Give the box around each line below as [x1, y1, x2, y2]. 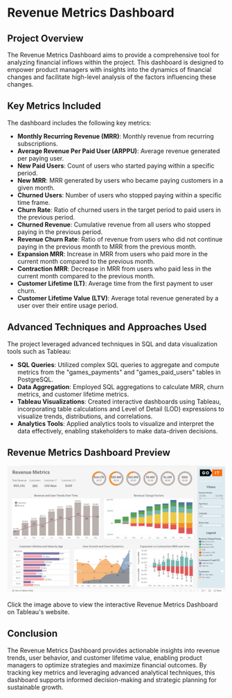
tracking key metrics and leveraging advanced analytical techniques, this [7, 668, 215, 677]
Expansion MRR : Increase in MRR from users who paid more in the [17, 249, 208, 258]
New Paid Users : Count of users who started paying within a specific [17, 161, 215, 170]
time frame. [17, 198, 51, 206]
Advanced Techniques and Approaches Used [7, 321, 207, 333]
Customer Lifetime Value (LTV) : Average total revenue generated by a [17, 294, 219, 302]
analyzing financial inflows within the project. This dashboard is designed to [7, 58, 224, 66]
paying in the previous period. [17, 227, 103, 236]
